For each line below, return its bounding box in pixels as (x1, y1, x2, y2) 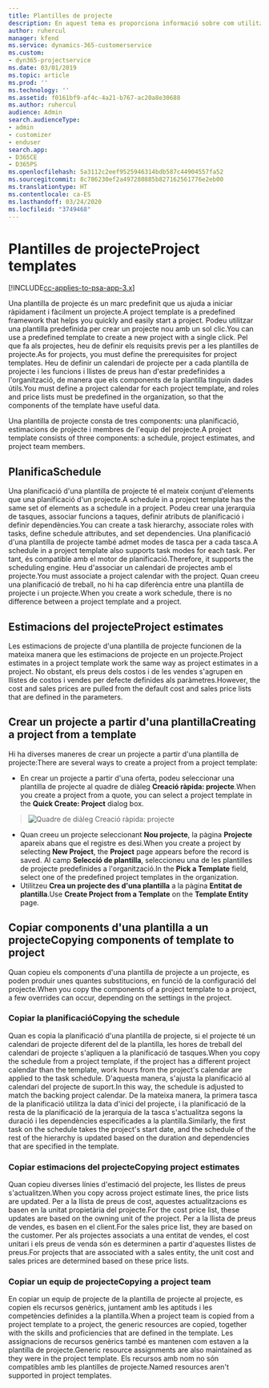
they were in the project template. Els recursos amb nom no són (8, 1354, 219, 1363)
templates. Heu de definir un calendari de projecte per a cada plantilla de (8, 358, 250, 368)
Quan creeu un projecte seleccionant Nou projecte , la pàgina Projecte (19, 829, 253, 839)
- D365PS (8, 161, 38, 169)
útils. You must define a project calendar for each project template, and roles (8, 383, 259, 393)
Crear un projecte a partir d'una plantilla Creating (8, 716, 256, 729)
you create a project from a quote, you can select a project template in (19, 790, 252, 800)
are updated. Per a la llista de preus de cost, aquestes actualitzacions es (8, 1197, 247, 1206)
